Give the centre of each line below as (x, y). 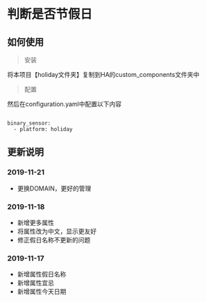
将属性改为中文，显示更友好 (57, 231)
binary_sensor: (29, 123)
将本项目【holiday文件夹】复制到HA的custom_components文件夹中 (103, 74)
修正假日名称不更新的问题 (54, 240)
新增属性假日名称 (42, 274)
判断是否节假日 (50, 14)
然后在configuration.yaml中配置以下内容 (65, 104)
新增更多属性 (35, 222)
